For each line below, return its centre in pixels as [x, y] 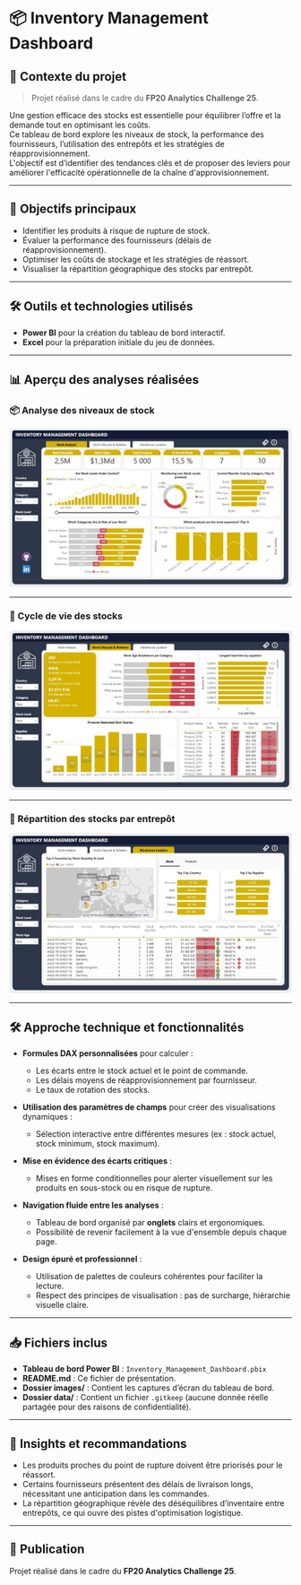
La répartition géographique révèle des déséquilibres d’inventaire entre [153, 1503]
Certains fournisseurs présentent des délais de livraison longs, [138, 1485]
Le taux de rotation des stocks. [93, 1090]
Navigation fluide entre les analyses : [93, 1205]
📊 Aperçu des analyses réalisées [104, 380]
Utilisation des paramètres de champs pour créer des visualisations [149, 1107]
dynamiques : [47, 1117]
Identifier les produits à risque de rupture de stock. [116, 230]
